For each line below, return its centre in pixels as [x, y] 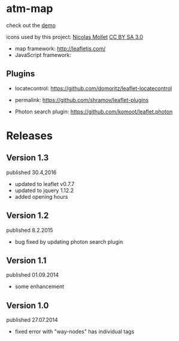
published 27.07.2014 [32, 320]
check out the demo [31, 25]
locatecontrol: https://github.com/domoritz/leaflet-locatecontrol [93, 88]
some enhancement [40, 286]
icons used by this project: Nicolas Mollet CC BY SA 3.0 [75, 37]
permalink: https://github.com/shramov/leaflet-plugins [82, 100]
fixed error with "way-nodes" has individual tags [75, 331]
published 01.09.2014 [33, 275]
